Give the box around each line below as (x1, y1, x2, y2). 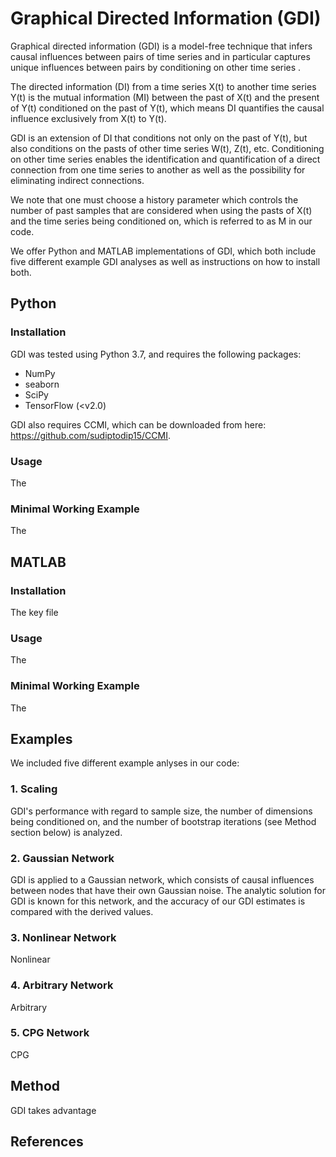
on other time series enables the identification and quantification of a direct (10, 153, 321, 165)
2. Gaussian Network (10, 851, 115, 865)
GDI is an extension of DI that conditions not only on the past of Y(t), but (10, 132, 308, 144)
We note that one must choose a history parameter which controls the (10, 193, 299, 206)
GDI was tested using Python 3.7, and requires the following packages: (10, 348, 302, 360)
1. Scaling (10, 782, 58, 796)
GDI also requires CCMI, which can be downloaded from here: (10, 418, 267, 431)
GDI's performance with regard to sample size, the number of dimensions (10, 805, 313, 817)
